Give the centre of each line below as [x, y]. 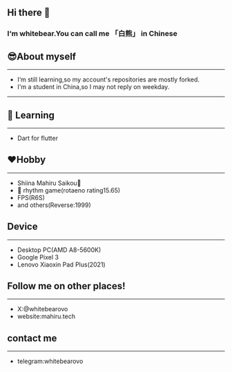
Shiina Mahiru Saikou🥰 [49, 183]
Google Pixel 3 [38, 257]
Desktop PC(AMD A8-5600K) [59, 250]
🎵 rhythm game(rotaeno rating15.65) [69, 190]
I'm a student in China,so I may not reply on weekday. [93, 87]
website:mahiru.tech [46, 316]
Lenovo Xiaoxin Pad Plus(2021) [61, 264]
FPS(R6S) [31, 197]
